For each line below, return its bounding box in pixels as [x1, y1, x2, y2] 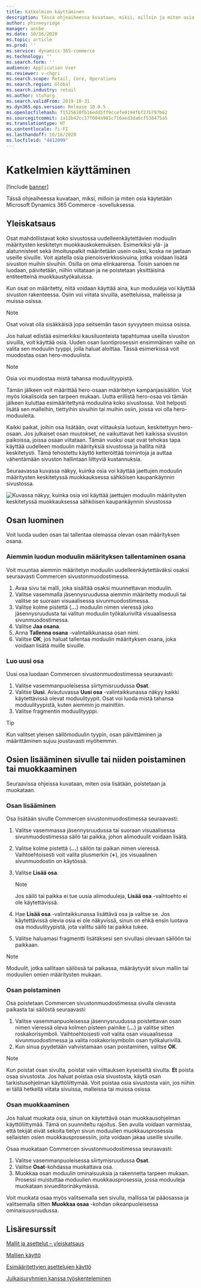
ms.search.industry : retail [6, 87, 77, 93]
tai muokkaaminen [6, 764, 77, 774]
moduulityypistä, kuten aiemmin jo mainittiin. [14, 701, 125, 708]
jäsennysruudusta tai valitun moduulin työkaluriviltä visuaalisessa [14, 609, 176, 617]
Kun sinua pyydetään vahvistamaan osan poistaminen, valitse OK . [14, 1043, 178, 1051]
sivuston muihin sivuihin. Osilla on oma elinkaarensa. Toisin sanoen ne [6, 260, 180, 267]
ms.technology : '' [6, 53, 52, 60]
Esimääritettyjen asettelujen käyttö [6, 1263, 92, 1271]
